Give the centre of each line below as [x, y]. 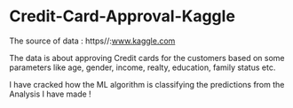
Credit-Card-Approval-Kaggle [122, 16]
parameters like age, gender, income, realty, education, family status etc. [143, 67]
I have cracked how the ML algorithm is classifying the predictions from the [147, 84]
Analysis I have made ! [50, 94]
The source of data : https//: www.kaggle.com [92, 41]
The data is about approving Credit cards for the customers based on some [147, 58]
